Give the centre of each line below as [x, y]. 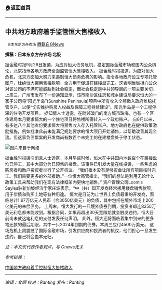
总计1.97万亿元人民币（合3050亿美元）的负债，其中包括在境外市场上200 [81, 200]
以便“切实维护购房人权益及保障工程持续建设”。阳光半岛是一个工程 [87, 107]
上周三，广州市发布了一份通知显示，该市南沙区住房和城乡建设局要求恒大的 [79, 95]
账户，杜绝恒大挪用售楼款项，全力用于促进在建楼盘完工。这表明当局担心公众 [81, 83]
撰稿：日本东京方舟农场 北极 [33, 55]
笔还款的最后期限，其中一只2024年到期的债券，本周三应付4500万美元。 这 [80, 225]
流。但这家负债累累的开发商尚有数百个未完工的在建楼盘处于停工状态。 [75, 137]
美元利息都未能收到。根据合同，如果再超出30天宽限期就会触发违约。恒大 [77, 213]
